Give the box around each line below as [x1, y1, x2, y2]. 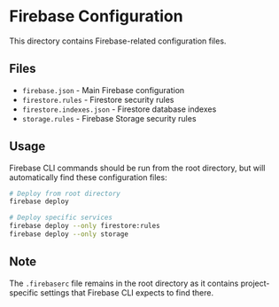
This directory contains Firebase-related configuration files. [9, 35, 227, 46]
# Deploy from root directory [9, 189, 121, 198]
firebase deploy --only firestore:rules [9, 222, 161, 231]
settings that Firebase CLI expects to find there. [40, 287, 214, 298]
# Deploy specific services [9, 213, 113, 223]
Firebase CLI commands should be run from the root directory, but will [9, 162, 266, 173]
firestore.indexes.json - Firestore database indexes [21, 104, 217, 114]
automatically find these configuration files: [9, 171, 167, 183]
